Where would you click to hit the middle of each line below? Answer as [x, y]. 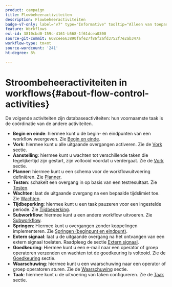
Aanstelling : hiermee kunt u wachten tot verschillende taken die [80, 155]
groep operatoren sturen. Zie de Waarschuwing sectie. [70, 269]
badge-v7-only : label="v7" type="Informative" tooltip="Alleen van [79, 24]
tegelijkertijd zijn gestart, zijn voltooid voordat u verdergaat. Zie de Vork [88, 161]
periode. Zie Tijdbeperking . [41, 209]
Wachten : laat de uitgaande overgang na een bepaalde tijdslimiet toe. [86, 193]
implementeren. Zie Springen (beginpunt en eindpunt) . [70, 231]
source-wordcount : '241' [32, 48]
